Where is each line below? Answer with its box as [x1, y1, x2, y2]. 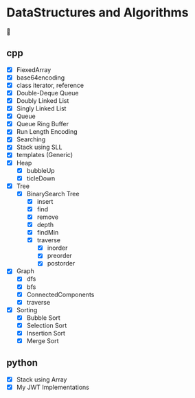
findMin [36, 229, 59, 237]
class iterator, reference [16, 81, 84, 89]
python [6, 357, 38, 368]
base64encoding [16, 73, 65, 82]
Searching [16, 135, 46, 143]
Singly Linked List [16, 104, 67, 113]
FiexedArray [16, 65, 51, 73]
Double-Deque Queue [16, 89, 79, 97]
